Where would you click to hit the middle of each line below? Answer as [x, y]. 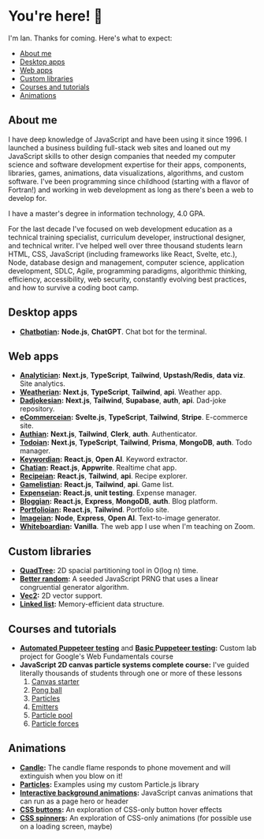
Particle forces [55, 724]
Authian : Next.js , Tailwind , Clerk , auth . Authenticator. [108, 434]
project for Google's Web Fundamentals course [96, 656]
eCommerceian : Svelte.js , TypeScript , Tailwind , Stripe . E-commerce [134, 418]
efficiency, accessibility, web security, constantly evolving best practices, [127, 279]
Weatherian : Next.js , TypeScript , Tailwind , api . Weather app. [121, 392]
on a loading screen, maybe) [66, 826]
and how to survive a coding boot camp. [74, 287]
